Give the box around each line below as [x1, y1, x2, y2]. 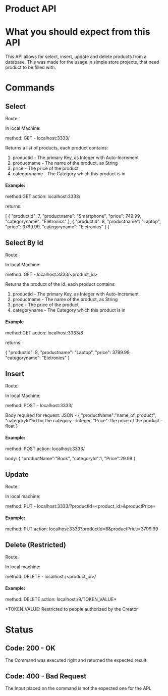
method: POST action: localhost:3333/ [5, 445, 85, 452]
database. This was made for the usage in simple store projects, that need [5, 59, 159, 65]
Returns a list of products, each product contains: [5, 145, 108, 151]
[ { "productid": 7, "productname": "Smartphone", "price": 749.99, [5, 213, 141, 219]
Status [5, 624, 34, 635]
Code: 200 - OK [5, 643, 55, 652]
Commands [5, 82, 55, 93]
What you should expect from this [5, 26, 150, 38]
